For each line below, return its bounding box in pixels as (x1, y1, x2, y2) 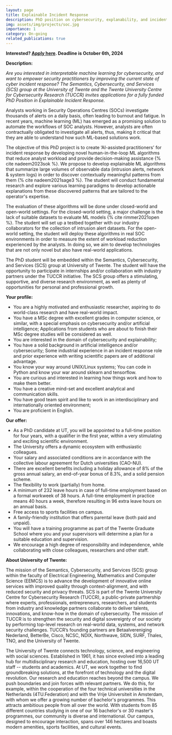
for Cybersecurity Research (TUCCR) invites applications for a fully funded (6, 92, 164, 98)
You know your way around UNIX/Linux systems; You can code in (13, 363, 151, 370)
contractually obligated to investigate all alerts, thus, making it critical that (6, 129, 161, 135)
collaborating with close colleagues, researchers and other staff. (13, 547, 149, 553)
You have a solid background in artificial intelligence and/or (13, 342, 138, 348)
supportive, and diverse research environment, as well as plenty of (6, 278, 146, 284)
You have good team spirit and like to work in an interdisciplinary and (13, 396, 159, 402)
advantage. (13, 358, 37, 364)
